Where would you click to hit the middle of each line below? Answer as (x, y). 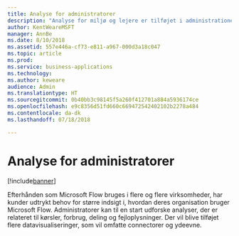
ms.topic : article (34, 54)
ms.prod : (20, 60)
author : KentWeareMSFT (41, 27)
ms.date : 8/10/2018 (36, 41)
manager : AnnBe (30, 34)
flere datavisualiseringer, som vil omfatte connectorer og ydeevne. (105, 225)
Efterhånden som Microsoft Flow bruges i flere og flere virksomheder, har (115, 194)
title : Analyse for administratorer (62, 14)
